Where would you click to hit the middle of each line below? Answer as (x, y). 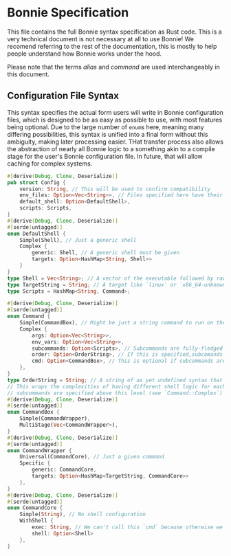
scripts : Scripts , (46, 208)
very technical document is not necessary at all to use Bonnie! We (101, 38)
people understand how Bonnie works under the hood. (85, 54)
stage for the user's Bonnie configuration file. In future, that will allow (105, 156)
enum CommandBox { (33, 412)
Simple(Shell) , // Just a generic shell (78, 240)
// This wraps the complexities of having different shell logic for (109, 386)
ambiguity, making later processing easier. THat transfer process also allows (115, 142)
